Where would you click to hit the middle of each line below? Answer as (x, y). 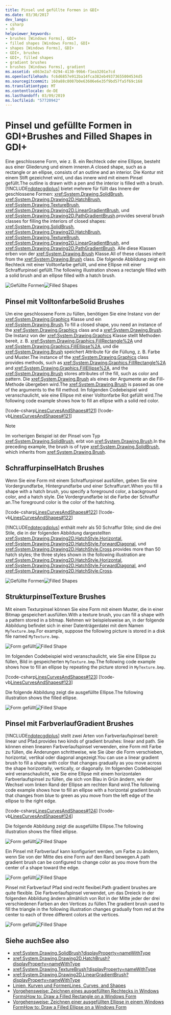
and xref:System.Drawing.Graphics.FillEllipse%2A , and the (67, 368)
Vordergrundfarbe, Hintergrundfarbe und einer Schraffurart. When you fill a (84, 486)
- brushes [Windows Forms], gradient (45, 67)
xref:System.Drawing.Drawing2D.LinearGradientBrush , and (67, 243)
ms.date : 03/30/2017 (27, 15)
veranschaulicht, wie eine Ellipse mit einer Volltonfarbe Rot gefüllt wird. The (84, 395)
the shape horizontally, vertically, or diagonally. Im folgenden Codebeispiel (84, 768)
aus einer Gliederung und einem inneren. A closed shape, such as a (76, 167)
